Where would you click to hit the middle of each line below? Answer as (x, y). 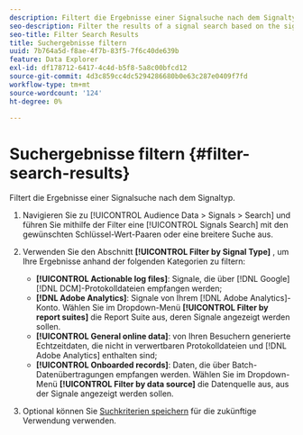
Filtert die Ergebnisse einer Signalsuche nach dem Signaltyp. (123, 198)
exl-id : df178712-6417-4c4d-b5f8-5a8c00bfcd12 (98, 68)
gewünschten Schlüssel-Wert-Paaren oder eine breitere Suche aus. (147, 234)
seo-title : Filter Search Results (74, 34)
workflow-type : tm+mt (50, 85)
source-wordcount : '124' (56, 93)
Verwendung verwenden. (69, 421)
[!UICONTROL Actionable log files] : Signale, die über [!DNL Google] (163, 279)
